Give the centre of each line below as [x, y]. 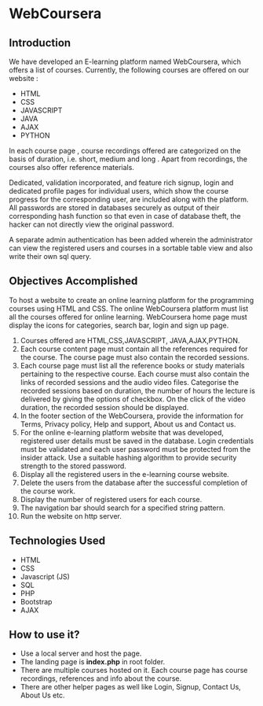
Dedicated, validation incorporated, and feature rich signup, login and [121, 183]
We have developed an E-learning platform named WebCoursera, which [125, 61]
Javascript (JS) [45, 576]
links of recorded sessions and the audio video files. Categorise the [129, 382]
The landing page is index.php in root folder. [93, 662]
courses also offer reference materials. [71, 167]
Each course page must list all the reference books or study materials [133, 365]
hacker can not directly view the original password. [92, 224]
